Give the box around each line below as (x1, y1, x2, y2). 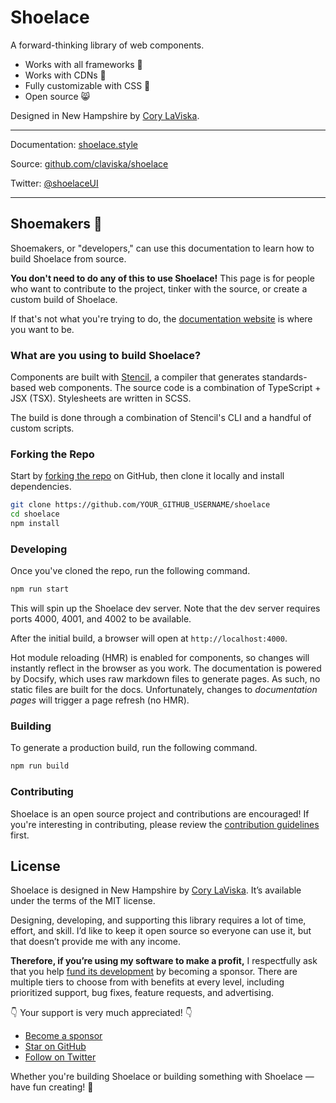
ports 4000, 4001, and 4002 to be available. (10, 613, 192, 625)
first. (10, 829, 30, 841)
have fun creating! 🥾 (10, 1081, 94, 1093)
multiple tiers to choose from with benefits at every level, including (10, 976, 285, 988)
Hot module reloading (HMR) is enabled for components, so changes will (10, 652, 310, 664)
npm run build (10, 761, 70, 771)
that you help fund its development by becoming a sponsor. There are (10, 966, 298, 978)
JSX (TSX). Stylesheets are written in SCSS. (10, 392, 192, 405)
